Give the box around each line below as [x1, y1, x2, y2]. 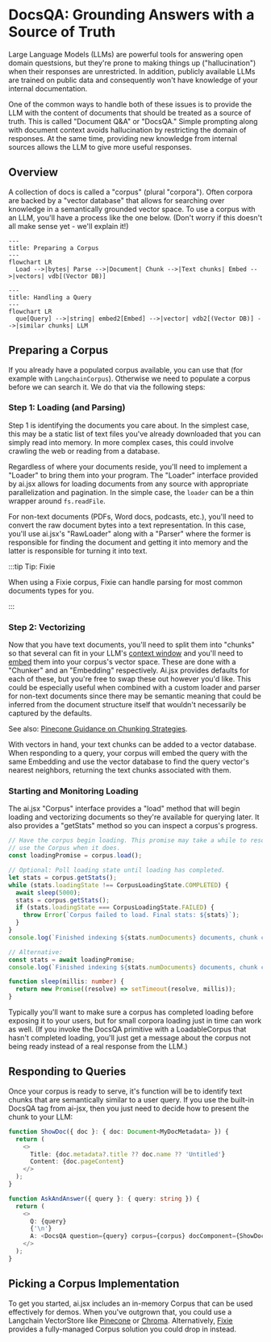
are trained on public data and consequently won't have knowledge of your [8, 75, 258, 85]
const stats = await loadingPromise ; [8, 956, 135, 964]
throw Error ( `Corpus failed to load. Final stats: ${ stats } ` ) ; [23, 911, 240, 919]
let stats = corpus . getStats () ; [8, 873, 117, 881]
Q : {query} [29, 1217, 67, 1225]
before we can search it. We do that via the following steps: [8, 381, 206, 392]
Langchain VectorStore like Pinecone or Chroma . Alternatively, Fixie [8, 1315, 233, 1325]
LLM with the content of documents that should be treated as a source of [8, 107, 252, 118]
